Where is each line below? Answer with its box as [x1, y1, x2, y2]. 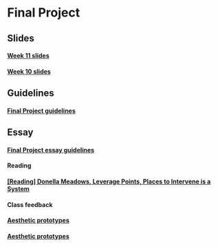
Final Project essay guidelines [7, 146, 95, 154]
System [7, 184, 30, 192]
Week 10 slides [7, 67, 52, 75]
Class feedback [7, 200, 53, 208]
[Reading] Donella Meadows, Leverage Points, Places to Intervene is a [7, 177, 211, 186]
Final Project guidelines [7, 106, 76, 115]
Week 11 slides [7, 52, 50, 60]
